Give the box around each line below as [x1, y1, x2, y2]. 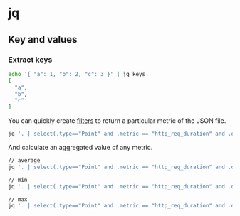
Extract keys [8, 55, 53, 65]
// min [8, 176, 28, 183]
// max [8, 195, 28, 203]
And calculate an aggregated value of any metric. [8, 144, 153, 151]
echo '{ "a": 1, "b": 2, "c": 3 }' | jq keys [8, 70, 145, 77]
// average [8, 157, 41, 164]
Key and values [8, 33, 78, 45]
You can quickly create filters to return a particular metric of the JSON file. [8, 117, 226, 125]
